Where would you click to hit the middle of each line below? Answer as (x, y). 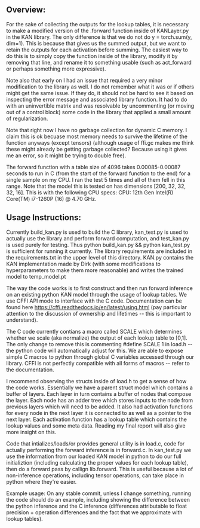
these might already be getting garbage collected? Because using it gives (96, 149)
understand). (22, 320)
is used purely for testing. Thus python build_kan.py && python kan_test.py (98, 245)
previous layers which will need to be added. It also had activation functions (99, 407)
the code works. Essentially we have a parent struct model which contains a (99, 387)
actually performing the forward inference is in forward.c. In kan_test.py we (99, 450)
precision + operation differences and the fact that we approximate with (95, 512)
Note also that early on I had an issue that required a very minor (84, 80)
